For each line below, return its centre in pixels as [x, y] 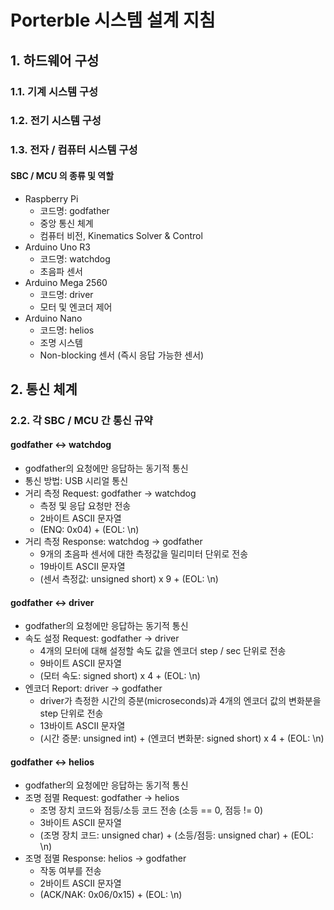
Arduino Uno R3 [58, 247]
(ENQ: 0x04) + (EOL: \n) [89, 530]
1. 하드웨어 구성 [55, 60]
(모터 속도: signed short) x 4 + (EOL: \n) [120, 676]
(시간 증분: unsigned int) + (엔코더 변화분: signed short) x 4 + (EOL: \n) [182, 738]
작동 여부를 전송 [70, 871]
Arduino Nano [53, 318]
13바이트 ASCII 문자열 [82, 726]
